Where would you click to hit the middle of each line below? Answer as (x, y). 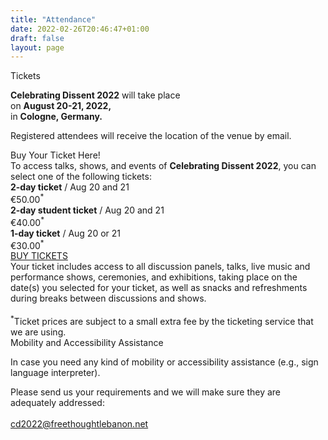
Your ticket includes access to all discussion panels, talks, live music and (160, 267)
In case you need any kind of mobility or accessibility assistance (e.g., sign (164, 362)
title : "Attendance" (53, 19)
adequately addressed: (57, 402)
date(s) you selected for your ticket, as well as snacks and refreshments (159, 288)
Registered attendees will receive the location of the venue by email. (151, 136)
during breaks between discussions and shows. (108, 298)
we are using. (38, 332)
